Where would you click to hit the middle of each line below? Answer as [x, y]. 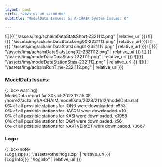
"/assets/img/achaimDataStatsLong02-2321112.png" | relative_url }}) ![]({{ [78, 52]
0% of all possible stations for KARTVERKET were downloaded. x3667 [75, 126]
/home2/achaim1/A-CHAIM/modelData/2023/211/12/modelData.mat [72, 100]
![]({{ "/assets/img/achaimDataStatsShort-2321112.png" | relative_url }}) [76, 36]
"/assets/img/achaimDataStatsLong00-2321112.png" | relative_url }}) [79, 42]
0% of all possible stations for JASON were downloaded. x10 [66, 111]
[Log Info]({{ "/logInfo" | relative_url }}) [44, 159]
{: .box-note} [18, 149]
